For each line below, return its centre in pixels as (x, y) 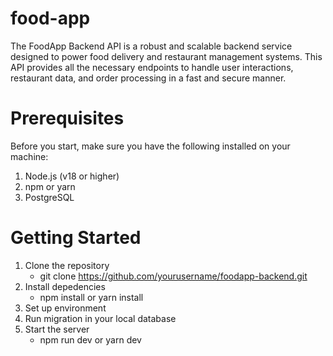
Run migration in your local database (100, 318)
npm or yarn (50, 186)
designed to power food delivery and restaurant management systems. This (166, 56)
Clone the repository (67, 265)
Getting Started (76, 238)
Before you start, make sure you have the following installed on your (150, 146)
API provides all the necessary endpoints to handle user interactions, (152, 67)
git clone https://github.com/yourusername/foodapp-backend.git (173, 276)
